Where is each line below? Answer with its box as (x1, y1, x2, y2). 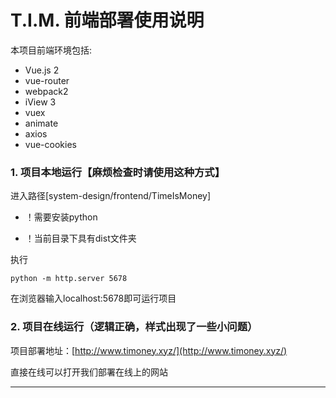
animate (24, 117, 59, 129)
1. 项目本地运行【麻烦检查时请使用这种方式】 (10, 165, 226, 179)
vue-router (24, 74, 70, 86)
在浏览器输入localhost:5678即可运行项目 (10, 292, 177, 305)
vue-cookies (24, 138, 77, 150)
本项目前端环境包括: (10, 44, 93, 56)
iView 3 (24, 96, 57, 108)
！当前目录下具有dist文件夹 (24, 232, 137, 245)
